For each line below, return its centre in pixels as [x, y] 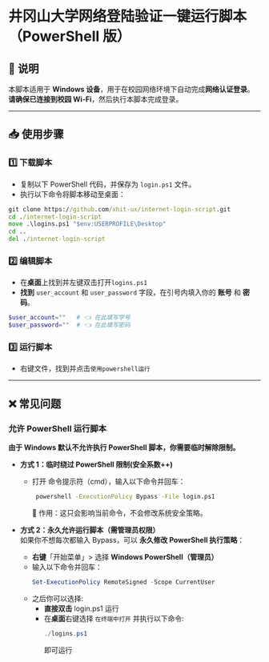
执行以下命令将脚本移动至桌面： [72, 194]
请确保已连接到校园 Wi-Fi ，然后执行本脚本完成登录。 [96, 99]
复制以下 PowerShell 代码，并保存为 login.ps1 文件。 [108, 184]
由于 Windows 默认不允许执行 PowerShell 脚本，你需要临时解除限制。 [124, 447]
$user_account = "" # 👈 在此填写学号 [69, 318]
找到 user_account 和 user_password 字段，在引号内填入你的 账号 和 [130, 292]
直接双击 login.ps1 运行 [81, 608]
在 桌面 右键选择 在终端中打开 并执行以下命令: [114, 618]
